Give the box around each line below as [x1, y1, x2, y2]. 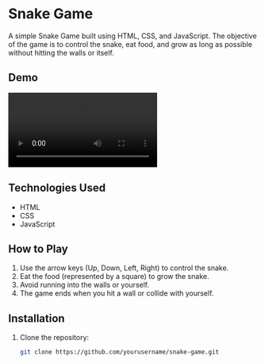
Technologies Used [8, 181, 106, 195]
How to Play [8, 242, 69, 255]
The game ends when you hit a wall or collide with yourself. [19, 288, 214, 298]
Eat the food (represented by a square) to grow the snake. [19, 272, 209, 281]
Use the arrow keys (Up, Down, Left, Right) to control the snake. [19, 263, 229, 273]
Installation [8, 312, 65, 325]
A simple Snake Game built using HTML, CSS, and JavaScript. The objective [8, 31, 257, 41]
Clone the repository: [19, 333, 90, 343]
